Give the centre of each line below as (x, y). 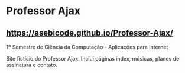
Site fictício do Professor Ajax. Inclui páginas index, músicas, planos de (93, 58)
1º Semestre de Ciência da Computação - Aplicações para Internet (87, 47)
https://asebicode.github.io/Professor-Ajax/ (90, 33)
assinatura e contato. (32, 65)
